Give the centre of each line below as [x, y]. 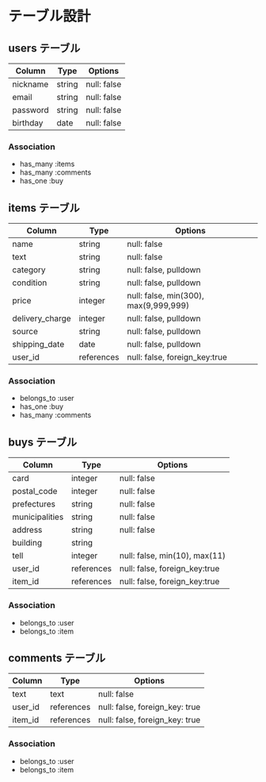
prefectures [34, 504]
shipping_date [38, 345]
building [27, 543]
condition [30, 283]
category [29, 270]
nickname [30, 84]
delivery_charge [42, 318]
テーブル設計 [49, 16]
